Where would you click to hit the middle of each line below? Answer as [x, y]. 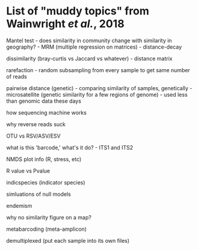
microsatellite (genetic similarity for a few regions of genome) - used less [97, 94]
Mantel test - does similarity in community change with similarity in [89, 40]
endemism [19, 206]
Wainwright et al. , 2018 [65, 24]
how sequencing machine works [47, 112]
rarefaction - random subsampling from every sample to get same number [98, 70]
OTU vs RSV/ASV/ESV [34, 136]
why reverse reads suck [36, 124]
